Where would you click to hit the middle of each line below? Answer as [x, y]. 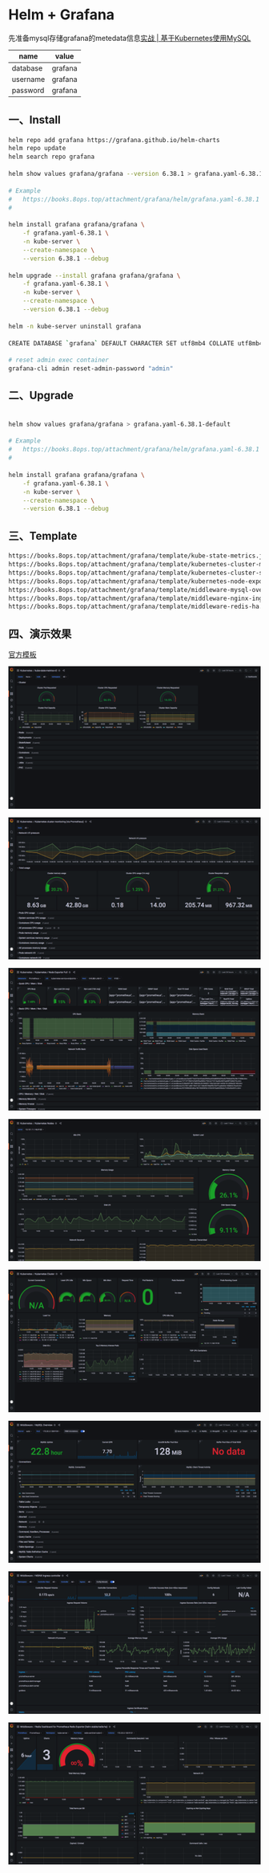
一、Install [35, 120]
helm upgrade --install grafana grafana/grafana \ [94, 275]
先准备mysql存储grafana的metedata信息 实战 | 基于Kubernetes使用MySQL [130, 38]
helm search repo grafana [51, 157]
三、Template [43, 536]
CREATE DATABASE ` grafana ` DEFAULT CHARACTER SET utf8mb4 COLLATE [121, 343]
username [28, 79]
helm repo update [37, 149]
